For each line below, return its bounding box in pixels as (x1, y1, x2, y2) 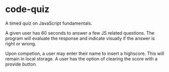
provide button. (5, 61, 37, 67)
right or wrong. (5, 40, 36, 46)
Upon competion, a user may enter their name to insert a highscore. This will (5, 50, 164, 56)
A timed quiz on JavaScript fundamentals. (5, 20, 92, 26)
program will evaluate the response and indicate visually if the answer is (5, 35, 155, 41)
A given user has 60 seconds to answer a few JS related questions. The (5, 30, 155, 36)
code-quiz (5, 4, 49, 15)
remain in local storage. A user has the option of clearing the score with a (5, 55, 158, 61)
